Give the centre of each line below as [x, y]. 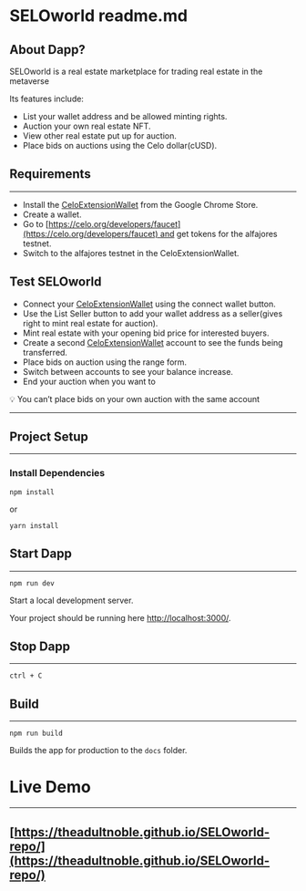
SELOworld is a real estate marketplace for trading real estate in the [136, 71]
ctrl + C [26, 676]
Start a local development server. [71, 600]
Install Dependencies [57, 473]
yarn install [34, 525]
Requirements [50, 174]
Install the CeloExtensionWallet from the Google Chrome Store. [140, 204]
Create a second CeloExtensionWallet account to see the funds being [153, 342]
